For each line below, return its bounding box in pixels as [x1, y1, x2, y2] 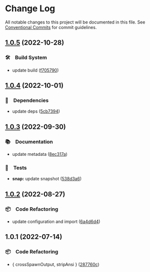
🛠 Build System [5, 54, 47, 61]
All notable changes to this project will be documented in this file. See [5, 19, 146, 25]
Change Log [5, 3, 55, 14]
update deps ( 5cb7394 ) [12, 108, 60, 114]
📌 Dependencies [5, 97, 49, 103]
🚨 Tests [5, 164, 27, 171]
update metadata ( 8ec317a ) [12, 151, 67, 157]
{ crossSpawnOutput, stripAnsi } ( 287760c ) [12, 261, 100, 267]
